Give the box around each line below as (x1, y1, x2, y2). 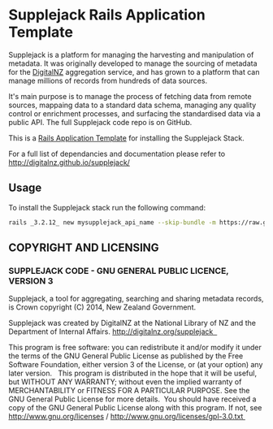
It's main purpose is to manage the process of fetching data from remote (8, 91, 252, 101)
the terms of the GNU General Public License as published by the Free (8, 351, 244, 361)
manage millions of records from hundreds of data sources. (8, 76, 208, 85)
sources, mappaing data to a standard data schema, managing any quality (8, 100, 257, 110)
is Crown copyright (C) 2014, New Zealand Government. (8, 302, 197, 312)
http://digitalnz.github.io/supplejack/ (8, 157, 130, 167)
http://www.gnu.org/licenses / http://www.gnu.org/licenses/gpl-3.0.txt (8, 412, 244, 422)
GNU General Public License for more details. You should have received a (8, 394, 257, 404)
